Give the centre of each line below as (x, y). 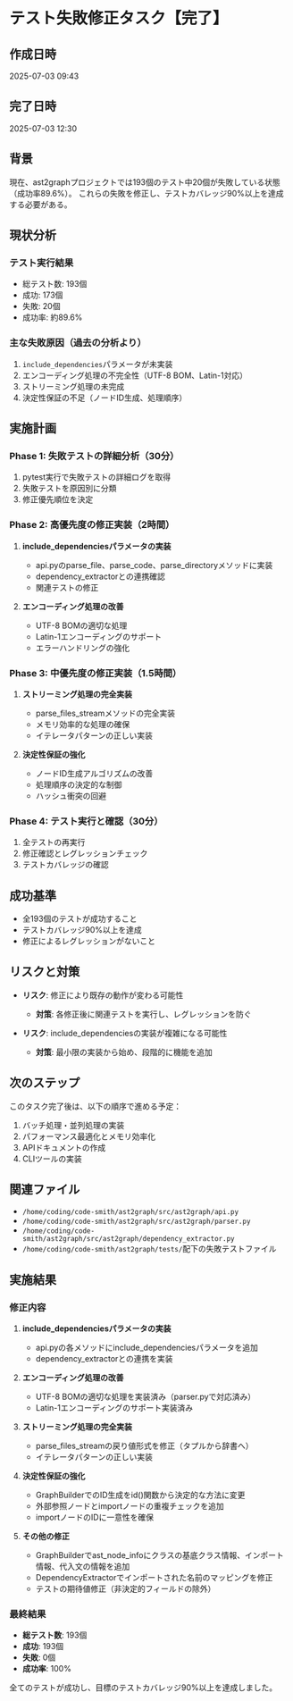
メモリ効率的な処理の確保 (83, 724)
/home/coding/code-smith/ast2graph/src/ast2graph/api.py (130, 1212)
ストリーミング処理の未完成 (73, 386)
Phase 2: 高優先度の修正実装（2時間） (92, 525)
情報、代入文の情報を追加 (83, 1567)
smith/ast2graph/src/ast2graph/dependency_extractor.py (128, 1239)
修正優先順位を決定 (58, 499)
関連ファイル (45, 1190)
